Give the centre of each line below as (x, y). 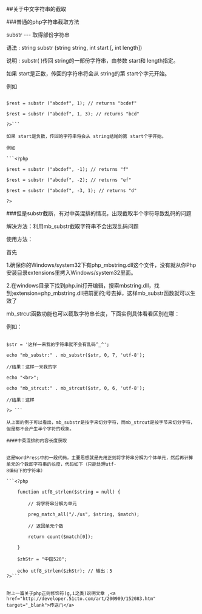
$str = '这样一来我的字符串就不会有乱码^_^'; (58, 345)
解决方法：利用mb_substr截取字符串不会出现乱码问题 (72, 226)
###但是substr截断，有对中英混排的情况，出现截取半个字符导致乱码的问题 (99, 213)
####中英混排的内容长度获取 (37, 441)
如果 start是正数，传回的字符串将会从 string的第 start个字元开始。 (88, 74)
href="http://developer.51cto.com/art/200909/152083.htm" (81, 599)
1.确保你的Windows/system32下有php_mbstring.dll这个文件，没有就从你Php (101, 265)
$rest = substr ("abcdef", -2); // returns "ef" (69, 180)
